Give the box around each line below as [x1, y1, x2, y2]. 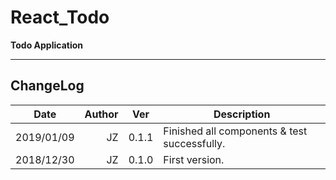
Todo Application [10, 39, 83, 51]
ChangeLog [10, 77, 85, 95]
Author [84, 107, 119, 121]
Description [213, 107, 271, 121]
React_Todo [10, 6, 110, 29]
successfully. [163, 136, 226, 150]
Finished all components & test [163, 124, 308, 138]
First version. [163, 152, 225, 166]
